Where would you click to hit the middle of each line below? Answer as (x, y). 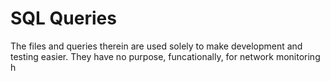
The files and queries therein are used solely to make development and (156, 46)
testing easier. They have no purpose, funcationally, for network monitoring (165, 56)
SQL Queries (63, 18)
